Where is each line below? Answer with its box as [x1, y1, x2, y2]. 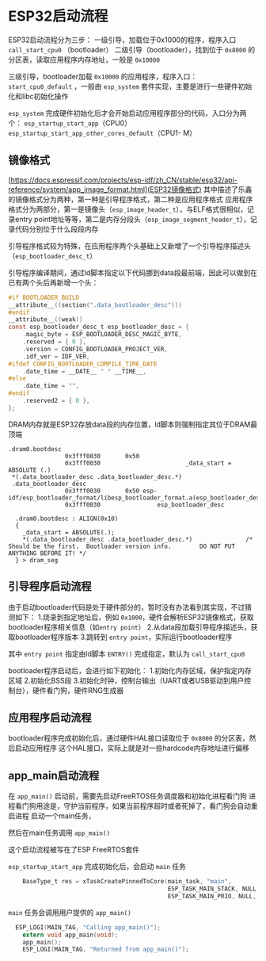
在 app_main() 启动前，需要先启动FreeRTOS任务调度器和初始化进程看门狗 [8, 791, 248, 801]
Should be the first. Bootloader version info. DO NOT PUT [8, 542, 236, 550]
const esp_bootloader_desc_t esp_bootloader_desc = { [8, 323, 190, 331]
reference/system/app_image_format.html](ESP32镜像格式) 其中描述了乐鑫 [8, 184, 253, 194]
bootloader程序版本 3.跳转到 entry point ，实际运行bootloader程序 [14, 632, 233, 641]
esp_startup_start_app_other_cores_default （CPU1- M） [8, 128, 196, 137]
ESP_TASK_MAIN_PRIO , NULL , [167, 892, 257, 900]
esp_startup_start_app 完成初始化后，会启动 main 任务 [8, 862, 186, 871]
